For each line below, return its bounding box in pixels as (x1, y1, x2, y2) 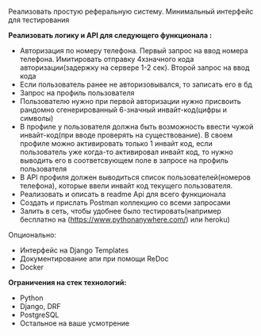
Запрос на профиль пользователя (19, 88, 135, 98)
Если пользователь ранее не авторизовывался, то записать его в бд (19, 79, 252, 89)
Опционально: (8, 230, 57, 239)
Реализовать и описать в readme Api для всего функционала (19, 190, 226, 199)
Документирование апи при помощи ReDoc (19, 254, 169, 263)
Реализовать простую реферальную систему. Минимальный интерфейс (8, 7, 254, 16)
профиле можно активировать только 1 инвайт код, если (19, 139, 213, 148)
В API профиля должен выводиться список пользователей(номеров (19, 172, 251, 182)
